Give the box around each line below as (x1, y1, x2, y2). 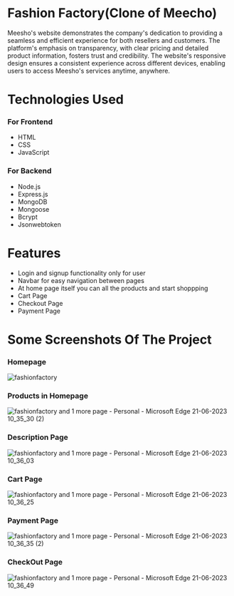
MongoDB (17, 197, 48, 206)
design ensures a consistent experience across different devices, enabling (7, 58, 225, 67)
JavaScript (17, 148, 50, 157)
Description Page (7, 433, 69, 443)
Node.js (17, 182, 41, 190)
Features (7, 245, 61, 261)
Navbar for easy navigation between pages (17, 276, 144, 284)
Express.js (17, 190, 48, 198)
